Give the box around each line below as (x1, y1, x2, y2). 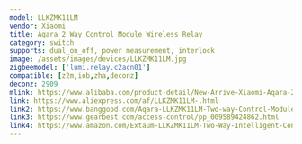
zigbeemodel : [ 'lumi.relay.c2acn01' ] (9, 64, 151, 72)
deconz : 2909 (9, 80, 58, 89)
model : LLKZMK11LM (9, 13, 78, 22)
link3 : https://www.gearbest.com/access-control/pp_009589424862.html (9, 113, 280, 122)
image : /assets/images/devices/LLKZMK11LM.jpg (9, 55, 187, 64)
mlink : (9, 88, 34, 97)
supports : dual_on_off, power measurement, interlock (9, 47, 216, 55)
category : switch (9, 38, 75, 47)
